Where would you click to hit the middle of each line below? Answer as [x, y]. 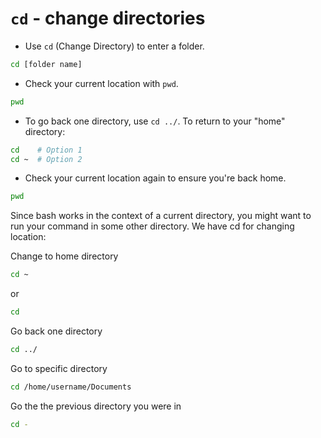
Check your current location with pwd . [101, 83]
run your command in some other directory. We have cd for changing [152, 226]
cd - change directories [108, 18]
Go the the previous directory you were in [96, 406]
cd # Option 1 [46, 150]
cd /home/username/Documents [71, 387]
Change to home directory [64, 256]
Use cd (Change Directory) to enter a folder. [114, 46]
